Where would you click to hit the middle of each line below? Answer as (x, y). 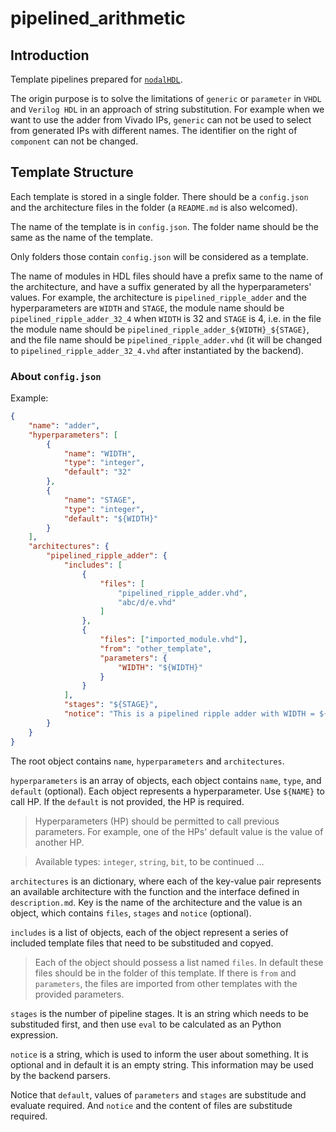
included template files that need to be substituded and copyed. (142, 943)
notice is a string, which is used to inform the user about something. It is (159, 1054)
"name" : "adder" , (64, 425)
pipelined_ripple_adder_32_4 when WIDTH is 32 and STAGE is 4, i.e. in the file (166, 318)
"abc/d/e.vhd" (147, 602)
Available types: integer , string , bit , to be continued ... (149, 861)
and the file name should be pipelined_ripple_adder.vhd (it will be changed (166, 339)
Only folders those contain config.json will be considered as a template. (159, 256)
